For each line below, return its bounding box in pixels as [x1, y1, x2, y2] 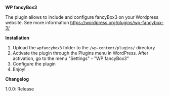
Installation [5, 35, 29, 41]
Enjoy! [12, 66, 26, 72]
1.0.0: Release [5, 86, 34, 92]
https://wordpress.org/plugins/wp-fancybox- [70, 20, 164, 25]
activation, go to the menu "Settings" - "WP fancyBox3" [12, 55, 129, 61]
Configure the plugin [12, 61, 56, 67]
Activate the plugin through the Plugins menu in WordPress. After [12, 50, 149, 56]
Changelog [5, 76, 29, 82]
